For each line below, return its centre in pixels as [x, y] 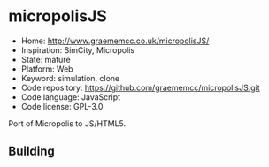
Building [31, 152]
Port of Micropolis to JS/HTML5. [67, 123]
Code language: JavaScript [71, 97]
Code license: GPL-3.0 [62, 106]
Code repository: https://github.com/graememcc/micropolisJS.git [140, 87]
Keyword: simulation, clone [70, 78]
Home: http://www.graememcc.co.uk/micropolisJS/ [115, 41]
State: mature [46, 59]
